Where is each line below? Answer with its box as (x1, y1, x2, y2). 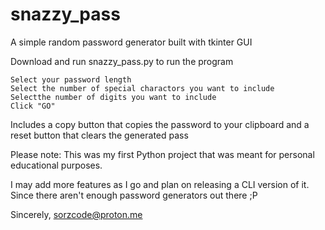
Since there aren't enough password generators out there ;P (10, 189, 258, 201)
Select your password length (10, 74, 132, 85)
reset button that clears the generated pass (10, 129, 189, 141)
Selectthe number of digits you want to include (10, 92, 217, 102)
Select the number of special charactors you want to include (10, 83, 275, 93)
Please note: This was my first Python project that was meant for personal (10, 148, 315, 160)
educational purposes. (10, 159, 103, 171)
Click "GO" (10, 101, 56, 111)
